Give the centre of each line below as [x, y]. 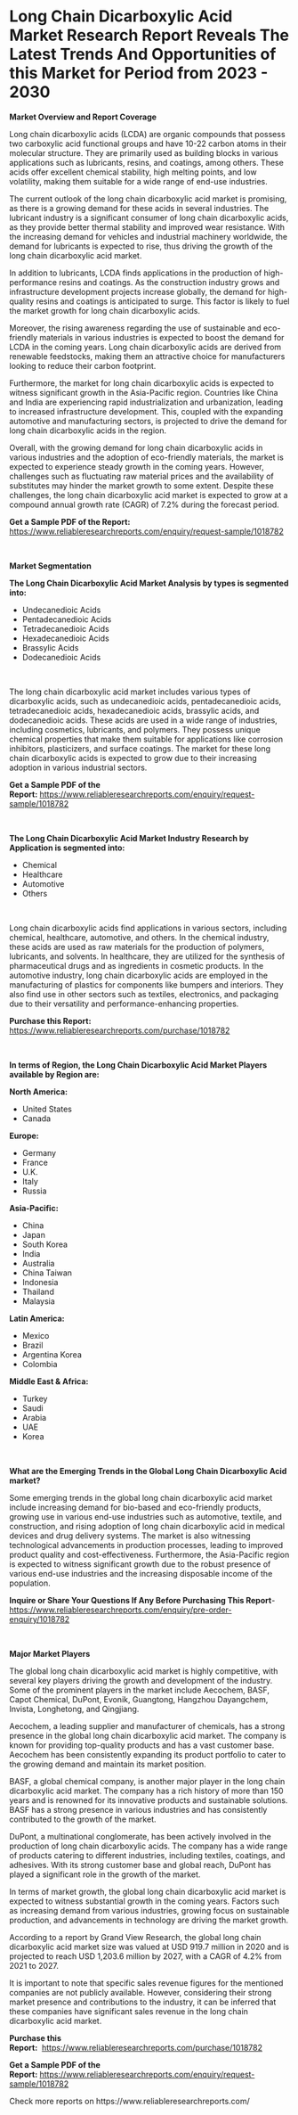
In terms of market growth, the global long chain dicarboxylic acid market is [148, 1891]
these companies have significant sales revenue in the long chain [129, 2011]
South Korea [45, 1244]
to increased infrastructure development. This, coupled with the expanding [146, 411]
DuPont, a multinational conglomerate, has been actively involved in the [140, 1836]
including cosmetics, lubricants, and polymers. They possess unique [135, 729]
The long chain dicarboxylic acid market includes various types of [130, 692]
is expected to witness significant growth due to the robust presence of [140, 1564]
